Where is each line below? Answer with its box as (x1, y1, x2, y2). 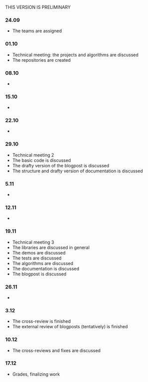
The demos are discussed (12, 250, 66, 255)
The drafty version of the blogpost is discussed (12, 162, 109, 168)
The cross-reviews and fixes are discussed (12, 347, 101, 353)
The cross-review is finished (12, 318, 71, 324)
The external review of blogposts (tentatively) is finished (12, 324, 128, 330)
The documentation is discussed (12, 265, 79, 271)
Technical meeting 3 (12, 239, 55, 245)
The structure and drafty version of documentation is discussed (12, 168, 143, 174)
